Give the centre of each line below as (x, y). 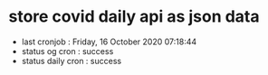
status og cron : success (67, 51)
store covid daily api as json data (134, 17)
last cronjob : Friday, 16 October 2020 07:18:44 (109, 42)
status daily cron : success (72, 61)
